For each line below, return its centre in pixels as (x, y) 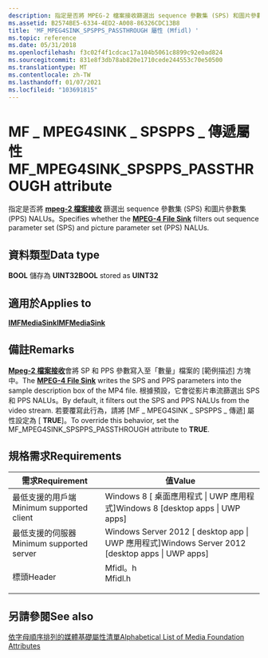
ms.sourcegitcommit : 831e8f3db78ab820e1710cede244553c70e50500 (116, 61)
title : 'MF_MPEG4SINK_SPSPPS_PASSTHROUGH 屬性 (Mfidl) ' (104, 30)
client (23, 517)
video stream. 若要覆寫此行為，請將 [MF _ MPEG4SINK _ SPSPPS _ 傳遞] (127, 410)
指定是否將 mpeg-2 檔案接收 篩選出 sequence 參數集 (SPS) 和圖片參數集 (127, 209)
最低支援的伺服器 (45, 533)
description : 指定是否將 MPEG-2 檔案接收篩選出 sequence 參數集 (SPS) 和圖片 (130, 16)
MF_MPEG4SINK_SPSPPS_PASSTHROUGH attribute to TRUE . (109, 429)
